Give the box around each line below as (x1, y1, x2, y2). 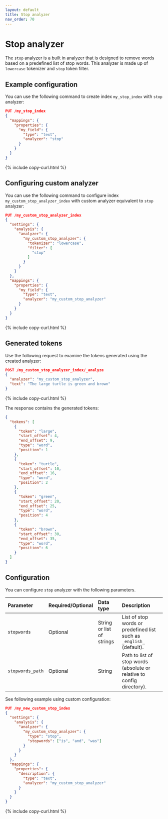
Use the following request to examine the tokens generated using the (5, 352, 147, 358)
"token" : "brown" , (18, 527, 57, 532)
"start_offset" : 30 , (18, 531, 61, 537)
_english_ (121, 639, 145, 644)
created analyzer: (5, 358, 41, 364)
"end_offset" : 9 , (18, 438, 55, 443)
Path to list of (121, 652, 153, 659)
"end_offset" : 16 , (18, 471, 57, 476)
